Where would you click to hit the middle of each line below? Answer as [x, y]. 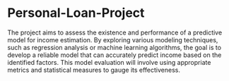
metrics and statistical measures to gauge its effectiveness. [94, 70]
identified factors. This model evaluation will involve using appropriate [109, 62]
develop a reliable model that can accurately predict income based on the [114, 55]
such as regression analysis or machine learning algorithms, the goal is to [114, 47]
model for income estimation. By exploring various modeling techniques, [113, 39]
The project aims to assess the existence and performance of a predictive [115, 32]
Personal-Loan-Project [76, 13]
